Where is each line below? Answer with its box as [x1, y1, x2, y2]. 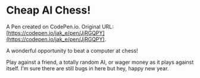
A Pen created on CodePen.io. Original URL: [6, 23, 114, 30]
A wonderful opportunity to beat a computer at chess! [6, 47, 138, 54]
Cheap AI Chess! [6, 4, 91, 17]
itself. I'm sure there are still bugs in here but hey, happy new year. [6, 64, 169, 71]
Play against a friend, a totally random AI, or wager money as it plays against [6, 58, 194, 66]
